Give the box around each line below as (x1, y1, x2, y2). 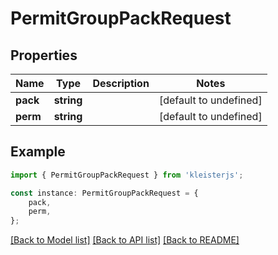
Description (92, 77, 150, 90)
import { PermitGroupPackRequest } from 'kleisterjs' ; (10, 170, 244, 180)
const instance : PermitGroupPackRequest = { (10, 188, 199, 198)
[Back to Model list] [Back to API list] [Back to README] (10, 234, 240, 246)
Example (10, 143, 66, 161)
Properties (10, 47, 78, 64)
